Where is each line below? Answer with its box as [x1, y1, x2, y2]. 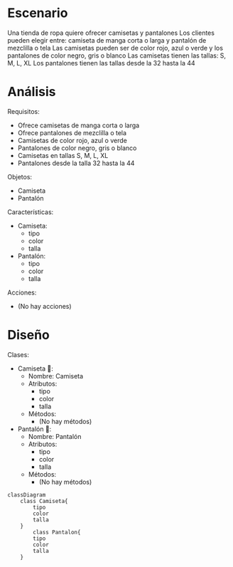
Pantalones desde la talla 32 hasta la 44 [17, 159, 135, 167]
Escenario [7, 5, 68, 21]
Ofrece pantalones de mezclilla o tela [17, 128, 126, 137]
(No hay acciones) [17, 302, 72, 310]
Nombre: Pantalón [28, 432, 82, 440]
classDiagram [7, 491, 46, 499]
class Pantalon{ [33, 529, 81, 536]
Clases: [7, 350, 30, 359]
